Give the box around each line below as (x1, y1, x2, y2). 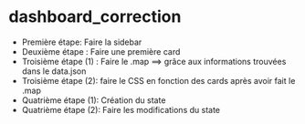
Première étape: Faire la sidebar (21, 36, 142, 47)
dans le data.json (21, 66, 87, 77)
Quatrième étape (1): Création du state (21, 94, 166, 106)
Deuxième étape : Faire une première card (21, 46, 181, 57)
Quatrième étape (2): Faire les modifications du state (21, 104, 221, 115)
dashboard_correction (8, 6, 182, 27)
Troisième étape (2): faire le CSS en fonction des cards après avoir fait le (21, 75, 296, 86)
